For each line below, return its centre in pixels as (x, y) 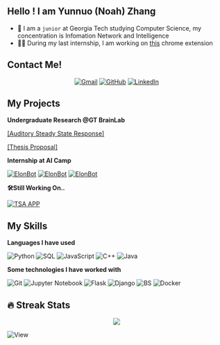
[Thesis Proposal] (32, 147)
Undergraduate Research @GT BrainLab (66, 120)
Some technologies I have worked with (64, 270)
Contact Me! (35, 65)
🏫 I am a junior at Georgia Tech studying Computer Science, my (109, 28)
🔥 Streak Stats (39, 305)
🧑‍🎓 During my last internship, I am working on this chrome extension (115, 43)
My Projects (34, 104)
